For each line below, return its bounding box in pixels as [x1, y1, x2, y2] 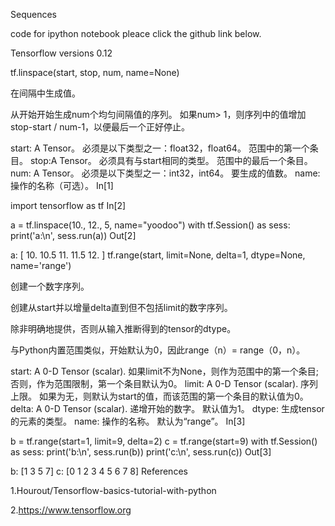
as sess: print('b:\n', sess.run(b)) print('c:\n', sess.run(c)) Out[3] [10, 446, 272, 458]
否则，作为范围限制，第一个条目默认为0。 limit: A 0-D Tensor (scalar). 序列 [10, 378, 319, 389]
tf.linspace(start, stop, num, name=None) [10, 67, 180, 78]
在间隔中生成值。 [10, 87, 81, 99]
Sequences [10, 9, 57, 20]
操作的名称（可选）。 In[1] [10, 180, 114, 191]
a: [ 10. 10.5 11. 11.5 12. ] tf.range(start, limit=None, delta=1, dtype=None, [10, 249, 306, 261]
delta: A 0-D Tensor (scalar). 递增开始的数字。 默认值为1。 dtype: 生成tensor [10, 403, 325, 414]
